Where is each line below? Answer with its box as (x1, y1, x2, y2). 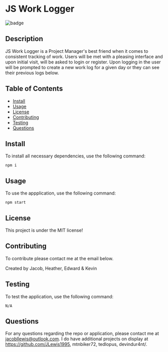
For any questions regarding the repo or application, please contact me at (5, 331, 159, 337)
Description (5, 35, 43, 43)
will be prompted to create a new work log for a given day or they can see (5, 64, 160, 70)
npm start (5, 200, 26, 205)
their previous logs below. (5, 70, 59, 76)
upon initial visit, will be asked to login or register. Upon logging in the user (5, 59, 161, 65)
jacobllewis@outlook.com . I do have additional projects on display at (5, 336, 149, 342)
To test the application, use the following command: (5, 293, 114, 300)
